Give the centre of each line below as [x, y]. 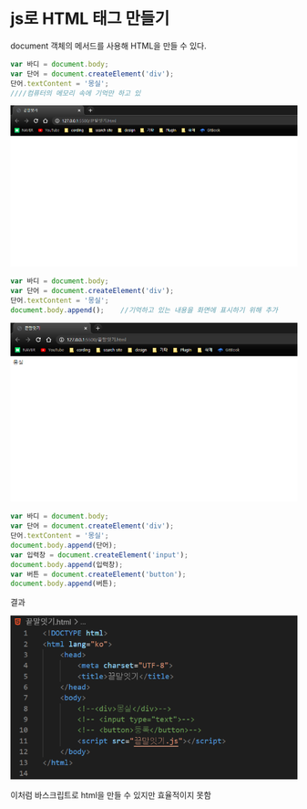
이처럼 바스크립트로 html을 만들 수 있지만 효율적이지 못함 [111, 794]
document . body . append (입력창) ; [67, 564]
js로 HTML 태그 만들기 [90, 19]
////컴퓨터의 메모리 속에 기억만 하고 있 [76, 93]
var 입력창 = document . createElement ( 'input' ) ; [100, 555]
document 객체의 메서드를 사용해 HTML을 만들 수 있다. [109, 46]
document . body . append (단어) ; [64, 545]
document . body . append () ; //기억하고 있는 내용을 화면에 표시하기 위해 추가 [144, 310]
